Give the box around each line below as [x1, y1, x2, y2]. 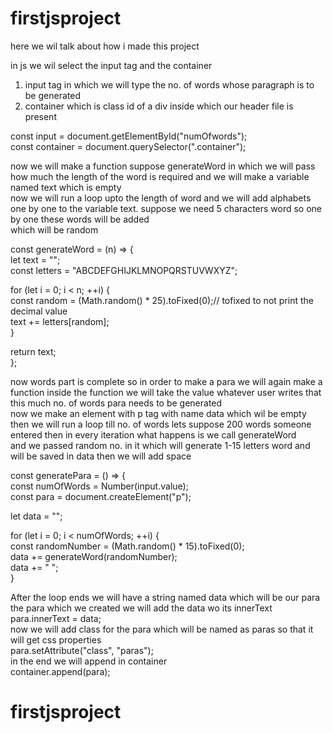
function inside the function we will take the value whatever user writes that [10, 386, 322, 398]
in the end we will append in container [10, 655, 168, 667]
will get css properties [10, 633, 102, 646]
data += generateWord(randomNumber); [10, 550, 178, 562]
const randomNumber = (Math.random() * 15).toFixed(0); [10, 540, 245, 552]
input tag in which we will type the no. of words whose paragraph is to [24, 78, 315, 91]
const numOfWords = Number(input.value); [10, 480, 189, 492]
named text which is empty [10, 181, 122, 193]
